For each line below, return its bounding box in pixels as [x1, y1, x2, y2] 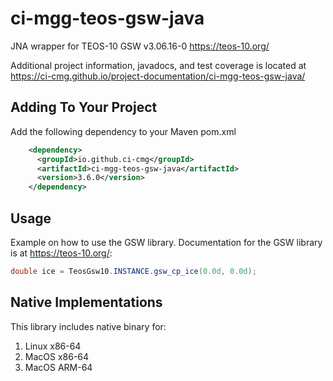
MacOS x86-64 [24, 350, 90, 362]
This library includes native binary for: [10, 320, 167, 332]
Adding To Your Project [10, 99, 158, 116]
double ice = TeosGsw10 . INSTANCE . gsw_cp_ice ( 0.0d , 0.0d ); [10, 266, 257, 276]
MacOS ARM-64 [24, 361, 93, 373]
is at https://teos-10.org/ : [10, 247, 113, 259]
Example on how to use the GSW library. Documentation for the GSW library [10, 236, 323, 248]
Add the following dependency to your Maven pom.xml [10, 125, 237, 137]
